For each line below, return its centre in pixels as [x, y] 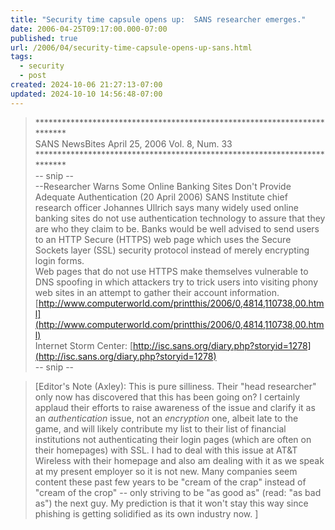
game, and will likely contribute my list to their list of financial [160, 428]
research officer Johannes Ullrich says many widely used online [166, 207]
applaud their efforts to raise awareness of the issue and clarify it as [175, 407]
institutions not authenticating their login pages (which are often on [173, 439]
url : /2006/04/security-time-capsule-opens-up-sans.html [131, 47]
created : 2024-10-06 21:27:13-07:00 [86, 85]
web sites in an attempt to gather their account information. [157, 292]
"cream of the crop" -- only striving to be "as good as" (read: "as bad [178, 492]
